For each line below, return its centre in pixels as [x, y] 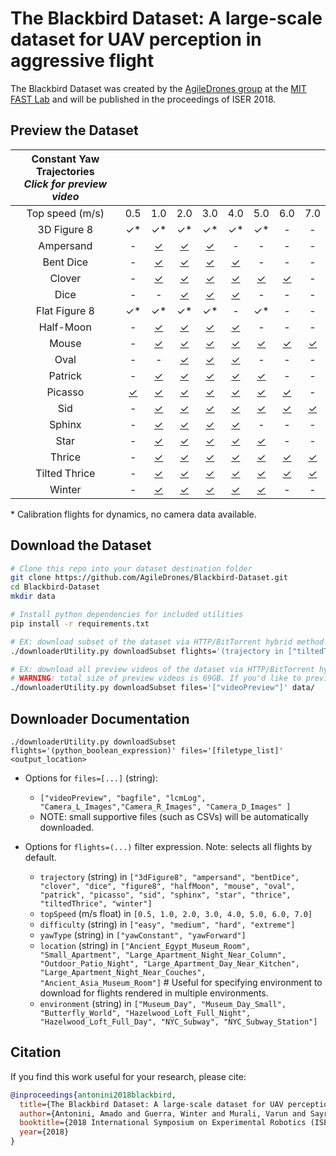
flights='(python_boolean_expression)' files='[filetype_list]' [147, 751]
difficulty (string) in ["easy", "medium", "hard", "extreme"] [167, 924]
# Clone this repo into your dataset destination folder [131, 568]
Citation [36, 1052]
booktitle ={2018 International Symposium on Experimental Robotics [163, 1123]
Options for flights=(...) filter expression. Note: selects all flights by [168, 846]
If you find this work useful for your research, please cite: [128, 1076]
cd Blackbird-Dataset [55, 587]
